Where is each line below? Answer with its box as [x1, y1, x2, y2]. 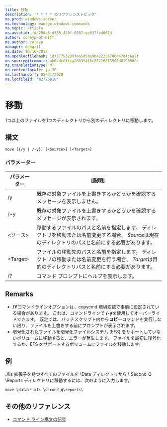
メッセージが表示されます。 [36, 215, 101, 222]
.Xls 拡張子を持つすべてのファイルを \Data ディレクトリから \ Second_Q [5, 371, 152, 377]
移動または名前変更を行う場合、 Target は [56, 256, 153, 263]
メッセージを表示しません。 [36, 198, 101, 205]
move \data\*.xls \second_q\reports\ [5, 387, 83, 393]
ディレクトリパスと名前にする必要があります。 [46, 263, 156, 270]
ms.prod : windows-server [5, 16, 57, 21]
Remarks [5, 290, 34, 298]
